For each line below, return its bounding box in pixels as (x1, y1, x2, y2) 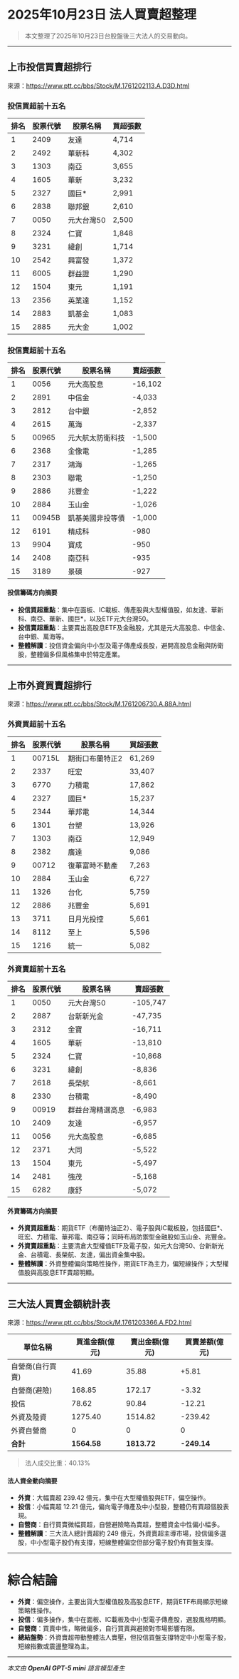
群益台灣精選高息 (68, 1105, 126, 1115)
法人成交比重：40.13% (24, 1459, 91, 1467)
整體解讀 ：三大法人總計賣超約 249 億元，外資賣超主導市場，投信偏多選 (17, 1529, 226, 1538)
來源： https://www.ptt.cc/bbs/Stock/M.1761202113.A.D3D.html (7, 81, 190, 90)
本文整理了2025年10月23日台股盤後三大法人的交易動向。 (24, 31, 192, 40)
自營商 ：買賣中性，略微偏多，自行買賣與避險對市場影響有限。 (17, 1624, 199, 1633)
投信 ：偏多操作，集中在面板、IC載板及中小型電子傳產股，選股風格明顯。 (17, 1615, 230, 1624)
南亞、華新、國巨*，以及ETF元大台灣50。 (30, 614, 153, 623)
